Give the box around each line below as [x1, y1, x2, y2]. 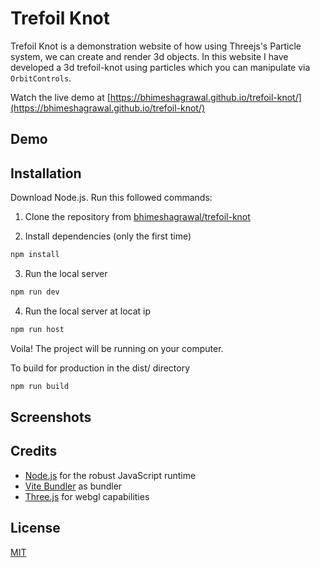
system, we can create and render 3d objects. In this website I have [10, 50, 289, 62]
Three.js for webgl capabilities [24, 490, 150, 502]
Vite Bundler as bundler [24, 480, 123, 492]
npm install [10, 250, 60, 260]
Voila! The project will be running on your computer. [10, 342, 224, 354]
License [10, 520, 61, 537]
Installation [10, 165, 82, 182]
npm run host [10, 324, 65, 334]
